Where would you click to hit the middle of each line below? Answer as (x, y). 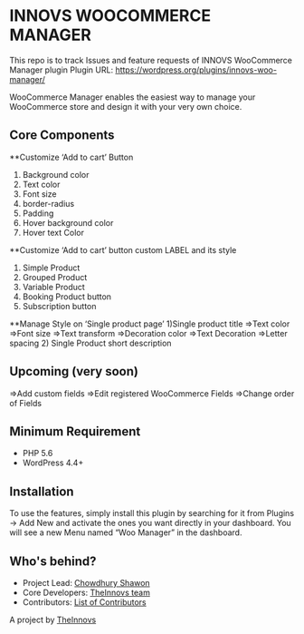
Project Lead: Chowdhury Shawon (86, 583)
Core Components (62, 136)
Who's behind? (53, 561)
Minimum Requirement (75, 431)
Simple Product (51, 268)
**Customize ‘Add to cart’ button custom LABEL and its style (123, 249)
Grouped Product (55, 277)
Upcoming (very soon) (74, 371)
